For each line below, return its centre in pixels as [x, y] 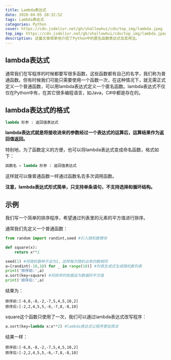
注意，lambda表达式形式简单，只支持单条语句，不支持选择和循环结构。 [80, 187]
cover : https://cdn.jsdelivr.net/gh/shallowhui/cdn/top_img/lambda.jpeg [84, 29]
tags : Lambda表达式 [25, 19]
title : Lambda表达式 [26, 10]
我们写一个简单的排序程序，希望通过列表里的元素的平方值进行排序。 [77, 218]
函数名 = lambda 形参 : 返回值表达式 [41, 166]
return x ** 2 [27, 252]
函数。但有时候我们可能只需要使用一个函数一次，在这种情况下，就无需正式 [88, 80]
